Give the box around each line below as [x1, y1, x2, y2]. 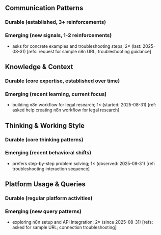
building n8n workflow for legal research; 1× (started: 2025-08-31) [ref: [12, 102, 157, 108]
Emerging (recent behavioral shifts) [5, 149, 92, 156]
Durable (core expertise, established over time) [5, 77, 120, 84]
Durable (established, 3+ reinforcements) [5, 19, 107, 26]
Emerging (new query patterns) [5, 208, 82, 215]
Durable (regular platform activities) [5, 195, 93, 201]
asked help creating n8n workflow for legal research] [12, 107, 120, 113]
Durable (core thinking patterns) [5, 136, 83, 143]
